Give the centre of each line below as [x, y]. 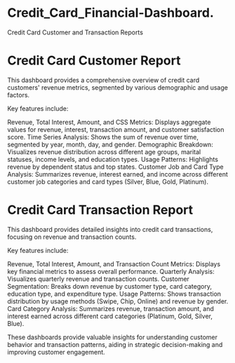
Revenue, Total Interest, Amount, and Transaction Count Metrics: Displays [114, 263]
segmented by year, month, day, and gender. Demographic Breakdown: [110, 144]
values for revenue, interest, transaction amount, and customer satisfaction [116, 129]
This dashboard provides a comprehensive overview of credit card [103, 80]
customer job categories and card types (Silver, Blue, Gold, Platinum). [108, 181]
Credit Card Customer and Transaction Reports [75, 32]
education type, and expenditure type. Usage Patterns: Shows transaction [114, 294]
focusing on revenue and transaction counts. [72, 237]
